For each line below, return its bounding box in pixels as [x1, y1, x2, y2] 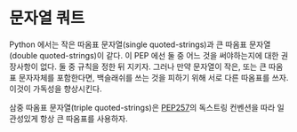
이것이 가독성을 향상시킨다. [9, 83, 102, 94]
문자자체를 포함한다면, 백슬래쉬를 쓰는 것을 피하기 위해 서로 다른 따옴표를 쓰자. [18, 72, 289, 82]
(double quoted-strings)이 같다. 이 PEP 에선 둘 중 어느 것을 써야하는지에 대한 [9, 50, 279, 60]
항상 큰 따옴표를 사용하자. [39, 113, 128, 124]
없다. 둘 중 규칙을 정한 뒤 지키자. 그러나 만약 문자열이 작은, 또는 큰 [39, 61, 267, 72]
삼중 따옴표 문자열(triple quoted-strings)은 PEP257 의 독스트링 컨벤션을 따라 [9, 102, 276, 113]
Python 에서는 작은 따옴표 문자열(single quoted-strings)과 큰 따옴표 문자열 [9, 39, 271, 50]
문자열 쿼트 [9, 8, 85, 28]
